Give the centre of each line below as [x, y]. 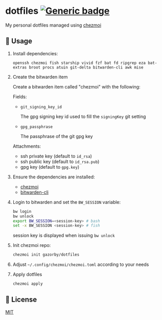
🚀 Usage [19, 41]
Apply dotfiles [27, 275]
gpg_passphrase [36, 127]
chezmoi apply [28, 284]
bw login [22, 211]
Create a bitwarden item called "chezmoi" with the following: [76, 86]
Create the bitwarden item [40, 77]
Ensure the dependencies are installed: [54, 177]
